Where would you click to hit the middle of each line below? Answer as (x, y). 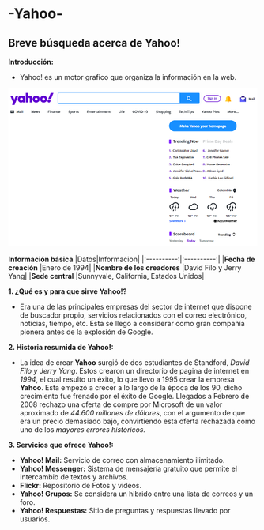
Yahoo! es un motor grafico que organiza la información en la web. (128, 77)
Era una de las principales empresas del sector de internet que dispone (136, 307)
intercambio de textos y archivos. (74, 477)
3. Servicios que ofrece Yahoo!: (61, 445)
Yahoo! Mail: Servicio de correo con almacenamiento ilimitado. (122, 460)
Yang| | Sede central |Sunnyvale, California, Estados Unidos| (106, 276)
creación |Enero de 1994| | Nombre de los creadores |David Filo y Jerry (125, 268)
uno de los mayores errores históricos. (83, 430)
